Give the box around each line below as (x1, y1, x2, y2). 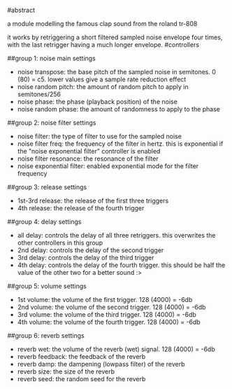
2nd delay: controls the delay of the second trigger (17, 246, 164, 254)
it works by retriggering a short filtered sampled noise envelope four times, (7, 33, 223, 41)
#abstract (7, 6, 35, 14)
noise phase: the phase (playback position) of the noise (17, 97, 178, 106)
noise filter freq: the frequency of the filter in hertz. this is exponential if (17, 139, 224, 148)
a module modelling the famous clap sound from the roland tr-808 (7, 20, 198, 27)
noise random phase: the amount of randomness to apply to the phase (17, 105, 221, 113)
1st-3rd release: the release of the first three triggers (17, 196, 169, 205)
